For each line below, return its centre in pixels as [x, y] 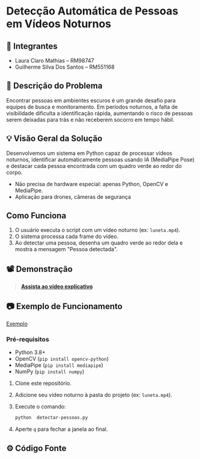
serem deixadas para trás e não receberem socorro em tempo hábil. [90, 119]
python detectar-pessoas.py [51, 418]
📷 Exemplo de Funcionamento [65, 306]
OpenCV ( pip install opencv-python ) [62, 359]
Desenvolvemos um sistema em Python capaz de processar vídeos [89, 153]
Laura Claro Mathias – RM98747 [54, 61]
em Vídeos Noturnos [59, 24]
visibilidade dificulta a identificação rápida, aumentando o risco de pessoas [100, 113]
